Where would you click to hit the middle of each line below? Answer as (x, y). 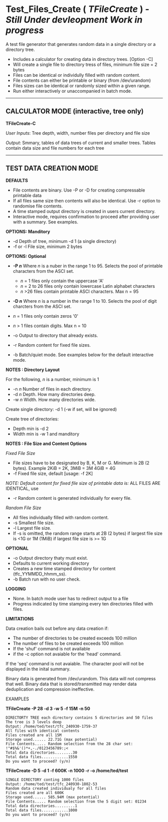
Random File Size (23, 508)
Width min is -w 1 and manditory (46, 434)
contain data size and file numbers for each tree (55, 148)
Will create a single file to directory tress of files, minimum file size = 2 (85, 64)
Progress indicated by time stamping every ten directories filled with (83, 604)
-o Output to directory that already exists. (55, 335)
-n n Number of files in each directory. (52, 389)
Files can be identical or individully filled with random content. (77, 75)
